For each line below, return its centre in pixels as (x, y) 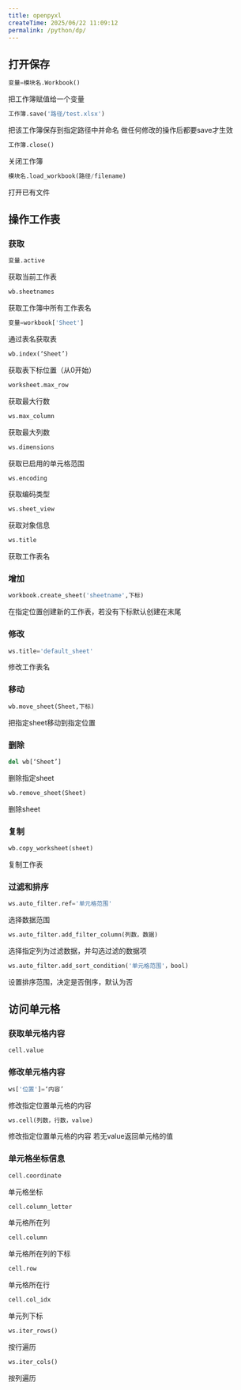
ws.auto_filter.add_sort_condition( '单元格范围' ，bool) (98, 966)
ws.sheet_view (32, 509)
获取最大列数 (29, 432)
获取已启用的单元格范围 (46, 463)
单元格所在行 (29, 1285)
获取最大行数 (29, 401)
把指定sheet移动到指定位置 (52, 722)
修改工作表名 (29, 667)
